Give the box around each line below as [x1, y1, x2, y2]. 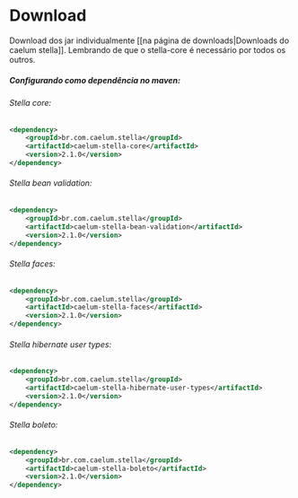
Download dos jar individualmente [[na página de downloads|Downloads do [9, 35, 290, 46]
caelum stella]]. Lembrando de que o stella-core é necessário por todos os [9, 44, 286, 55]
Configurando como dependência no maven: [9, 74, 181, 85]
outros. [9, 54, 36, 65]
